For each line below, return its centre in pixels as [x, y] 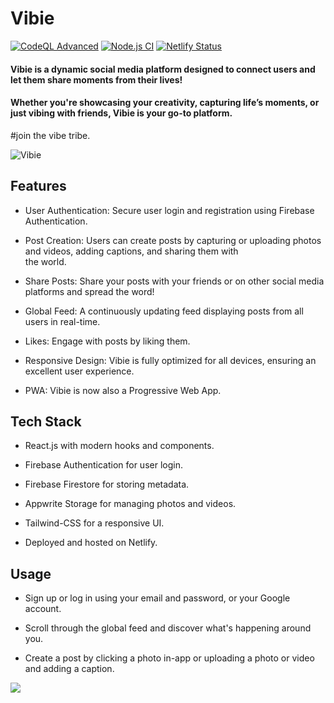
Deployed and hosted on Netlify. [91, 543]
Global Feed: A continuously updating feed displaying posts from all [164, 311]
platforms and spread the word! [89, 291]
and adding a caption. [69, 669]
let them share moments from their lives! [96, 79]
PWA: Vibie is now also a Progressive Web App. [123, 390]
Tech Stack [46, 421]
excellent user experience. [79, 371]
